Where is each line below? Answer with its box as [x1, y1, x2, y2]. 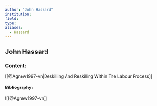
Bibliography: [5, 85, 33, 90]
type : [5, 20, 16, 26]
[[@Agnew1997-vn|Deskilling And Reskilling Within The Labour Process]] [5, 73, 153, 79]
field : [5, 16, 19, 21]
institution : [5, 12, 32, 17]
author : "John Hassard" [5, 7, 54, 12]
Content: [5, 62, 27, 69]
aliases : [5, 25, 23, 30]
